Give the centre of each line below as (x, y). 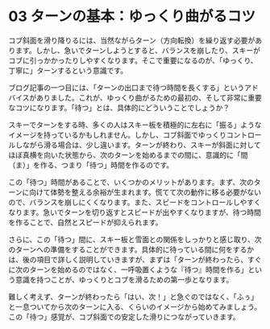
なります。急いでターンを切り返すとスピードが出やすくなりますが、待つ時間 (135, 212)
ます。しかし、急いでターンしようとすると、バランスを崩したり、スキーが (137, 50)
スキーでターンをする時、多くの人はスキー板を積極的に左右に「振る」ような (135, 125)
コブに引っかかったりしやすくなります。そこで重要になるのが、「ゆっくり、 (133, 60)
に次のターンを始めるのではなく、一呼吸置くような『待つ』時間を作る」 (128, 269)
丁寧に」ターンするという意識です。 (68, 70)
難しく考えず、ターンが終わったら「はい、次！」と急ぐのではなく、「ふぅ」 (133, 296)
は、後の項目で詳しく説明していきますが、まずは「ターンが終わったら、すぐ (135, 259)
